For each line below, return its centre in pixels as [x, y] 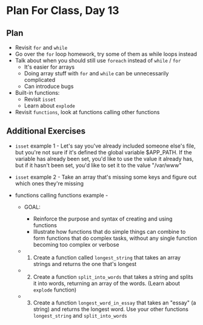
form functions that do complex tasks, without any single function [115, 238]
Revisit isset [40, 99]
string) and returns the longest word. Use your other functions [111, 309]
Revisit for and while [41, 47]
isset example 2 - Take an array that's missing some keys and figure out [106, 177]
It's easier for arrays [49, 67]
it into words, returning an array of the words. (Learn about [107, 283]
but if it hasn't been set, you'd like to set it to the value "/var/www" [98, 165]
